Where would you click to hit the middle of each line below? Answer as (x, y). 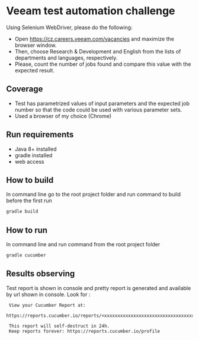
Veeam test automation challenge (91, 11)
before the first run (29, 201)
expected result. (35, 70)
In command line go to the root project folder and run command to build (94, 195)
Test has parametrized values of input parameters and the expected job (102, 103)
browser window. (36, 45)
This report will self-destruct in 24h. (59, 326)
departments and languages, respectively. (66, 58)
